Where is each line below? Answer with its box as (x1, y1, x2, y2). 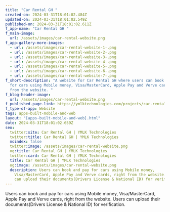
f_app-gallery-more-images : (5, 40, 65, 46)
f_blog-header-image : (5, 92, 51, 97)
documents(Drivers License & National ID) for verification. (5, 201, 125, 207)
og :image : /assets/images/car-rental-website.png (10, 162, 116, 167)
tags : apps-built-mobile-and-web (5, 111, 76, 116)
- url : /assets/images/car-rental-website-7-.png (10, 73, 116, 78)
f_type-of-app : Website (5, 106, 56, 111)
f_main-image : (5, 31, 35, 36)
